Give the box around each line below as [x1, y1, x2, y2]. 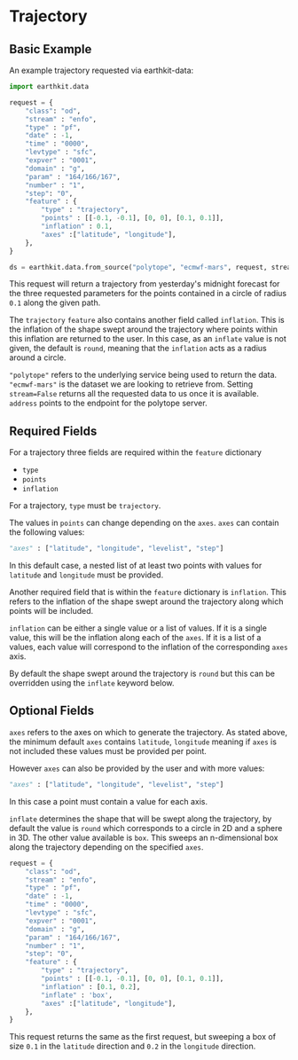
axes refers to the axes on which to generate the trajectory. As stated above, [9, 726, 288, 737]
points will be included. [9, 606, 94, 616]
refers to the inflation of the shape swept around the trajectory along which [9, 596, 284, 607]
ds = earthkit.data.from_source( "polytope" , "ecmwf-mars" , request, [9, 263, 268, 271]
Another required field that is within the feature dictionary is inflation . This [9, 587, 286, 598]
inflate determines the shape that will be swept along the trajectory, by [9, 813, 272, 824]
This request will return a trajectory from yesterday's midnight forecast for [9, 279, 280, 289]
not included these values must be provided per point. [9, 745, 207, 756]
